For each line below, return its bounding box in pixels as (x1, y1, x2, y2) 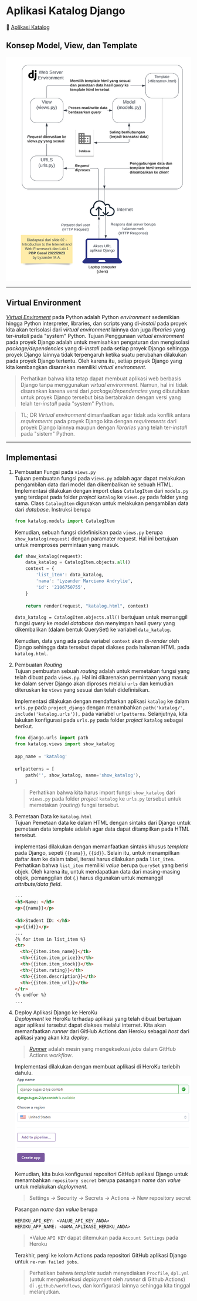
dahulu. (14, 1070, 33, 1077)
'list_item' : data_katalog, (36, 572, 104, 578)
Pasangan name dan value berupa (14, 1206, 98, 1213)
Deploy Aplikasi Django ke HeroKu (14, 1009, 98, 1016)
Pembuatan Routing (14, 661, 63, 669)
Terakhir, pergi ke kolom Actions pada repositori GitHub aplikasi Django (14, 1252, 187, 1259)
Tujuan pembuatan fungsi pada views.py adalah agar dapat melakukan (14, 474, 185, 482)
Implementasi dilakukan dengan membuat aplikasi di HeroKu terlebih (14, 1063, 181, 1070)
